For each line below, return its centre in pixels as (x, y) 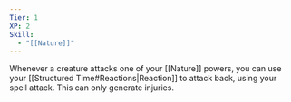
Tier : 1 (24, 18)
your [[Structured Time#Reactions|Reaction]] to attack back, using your (143, 79)
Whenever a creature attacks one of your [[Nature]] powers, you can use (145, 69)
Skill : (22, 34)
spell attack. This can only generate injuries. (92, 88)
